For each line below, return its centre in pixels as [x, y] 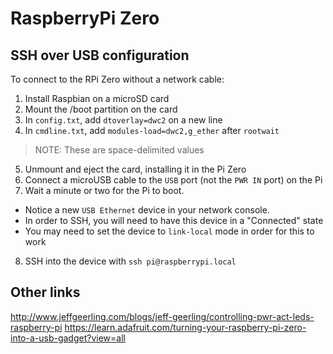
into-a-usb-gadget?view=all [68, 338]
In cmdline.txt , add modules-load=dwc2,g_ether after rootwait [152, 130]
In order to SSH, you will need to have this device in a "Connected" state [174, 220]
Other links [45, 292]
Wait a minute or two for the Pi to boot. [104, 190]
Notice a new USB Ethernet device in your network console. [147, 210]
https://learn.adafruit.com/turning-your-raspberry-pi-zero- [185, 327]
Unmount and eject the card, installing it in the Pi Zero [135, 169]
